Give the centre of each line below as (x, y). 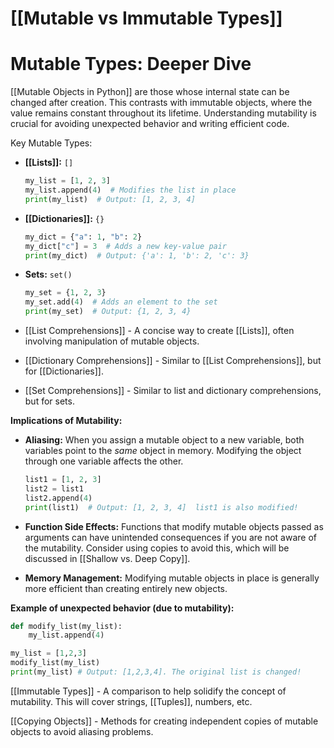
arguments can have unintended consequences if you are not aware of (170, 537)
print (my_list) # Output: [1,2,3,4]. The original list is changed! (156, 672)
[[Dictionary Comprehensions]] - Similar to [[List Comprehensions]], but (173, 360)
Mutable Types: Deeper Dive (131, 64)
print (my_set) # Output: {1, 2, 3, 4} (108, 312)
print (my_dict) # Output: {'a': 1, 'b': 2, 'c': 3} (137, 255)
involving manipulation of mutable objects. (112, 341)
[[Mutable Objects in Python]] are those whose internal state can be (150, 92)
